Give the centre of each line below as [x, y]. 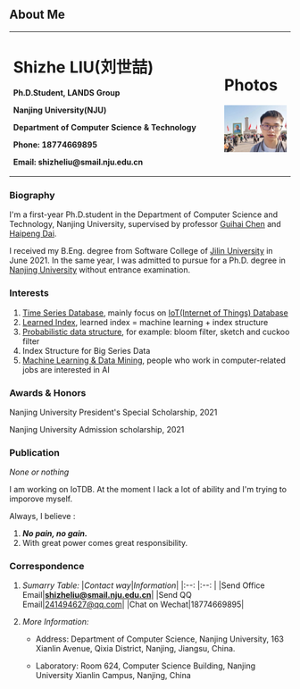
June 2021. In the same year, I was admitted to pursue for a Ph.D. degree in [147, 260]
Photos [251, 85]
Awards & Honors [48, 392]
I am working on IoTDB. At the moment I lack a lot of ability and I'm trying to [148, 490]
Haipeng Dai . [33, 234]
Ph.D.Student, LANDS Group [67, 92]
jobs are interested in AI [66, 369]
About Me [37, 15]
